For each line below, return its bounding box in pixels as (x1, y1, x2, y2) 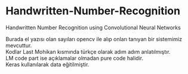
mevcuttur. (5, 42, 32, 49)
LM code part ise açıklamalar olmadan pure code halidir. (5, 54, 144, 61)
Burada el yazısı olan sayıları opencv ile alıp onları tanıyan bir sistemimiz (5, 35, 183, 42)
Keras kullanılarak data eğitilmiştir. (5, 61, 90, 68)
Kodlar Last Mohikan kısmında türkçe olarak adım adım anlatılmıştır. (5, 48, 171, 55)
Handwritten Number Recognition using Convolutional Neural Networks (5, 24, 181, 31)
